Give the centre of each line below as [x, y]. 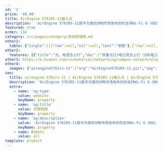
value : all [29, 136]
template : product [24, 141]
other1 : [13, 41]
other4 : [13, 64]
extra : [16, 86]
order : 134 [16, 32]
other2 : [13, 50]
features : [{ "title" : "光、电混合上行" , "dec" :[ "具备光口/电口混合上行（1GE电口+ [85, 55]
